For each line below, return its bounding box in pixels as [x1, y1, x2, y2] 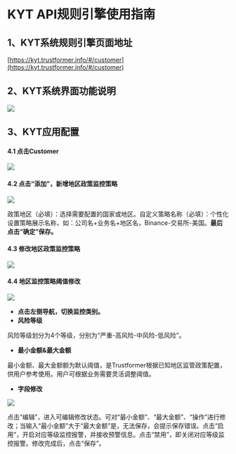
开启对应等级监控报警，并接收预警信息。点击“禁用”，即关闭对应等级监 [22, 430, 225, 439]
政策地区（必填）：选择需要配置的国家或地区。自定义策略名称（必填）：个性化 [7, 209, 229, 218]
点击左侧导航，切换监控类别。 [17, 307, 104, 316]
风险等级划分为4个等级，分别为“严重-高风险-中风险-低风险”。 [7, 331, 185, 339]
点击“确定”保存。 [7, 227, 58, 235]
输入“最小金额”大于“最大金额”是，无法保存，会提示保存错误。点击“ [25, 422, 218, 430]
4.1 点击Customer [7, 147, 60, 155]
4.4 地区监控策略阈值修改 [7, 277, 81, 285]
